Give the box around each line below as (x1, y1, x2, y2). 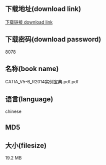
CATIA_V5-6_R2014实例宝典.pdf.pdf (5, 79, 79, 85)
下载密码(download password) (5, 35, 101, 44)
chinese (5, 108, 21, 114)
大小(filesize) (5, 141, 46, 150)
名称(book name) (5, 65, 59, 73)
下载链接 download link (5, 19, 53, 25)
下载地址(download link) (5, 5, 81, 14)
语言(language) (5, 95, 53, 103)
